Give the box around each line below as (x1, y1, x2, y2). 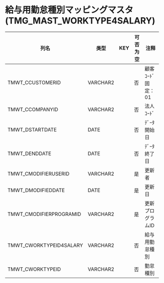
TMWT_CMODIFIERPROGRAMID (7, 211, 82, 217)
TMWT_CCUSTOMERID (7, 79, 61, 86)
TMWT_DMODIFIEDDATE (7, 187, 65, 193)
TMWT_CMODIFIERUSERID (7, 170, 70, 177)
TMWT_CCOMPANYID (7, 106, 59, 113)
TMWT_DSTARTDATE (7, 126, 57, 133)
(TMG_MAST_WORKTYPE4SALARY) (5, 15, 155, 26)
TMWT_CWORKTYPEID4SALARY (7, 242, 83, 249)
